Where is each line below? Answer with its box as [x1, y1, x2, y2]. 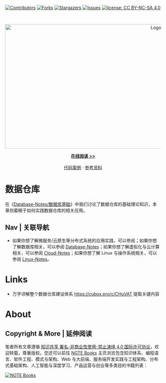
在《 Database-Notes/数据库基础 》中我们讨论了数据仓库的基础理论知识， [5, 201, 153, 207]
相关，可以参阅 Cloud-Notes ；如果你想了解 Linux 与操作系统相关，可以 [12, 250, 157, 256]
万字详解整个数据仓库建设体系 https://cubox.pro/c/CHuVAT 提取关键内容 [12, 291, 160, 297]
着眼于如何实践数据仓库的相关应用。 [13, 207, 87, 213]
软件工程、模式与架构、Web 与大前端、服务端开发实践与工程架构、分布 [13, 356, 159, 362]
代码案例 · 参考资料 [64, 164, 102, 170]
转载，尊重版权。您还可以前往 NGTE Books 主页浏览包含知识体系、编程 [9, 350, 155, 356]
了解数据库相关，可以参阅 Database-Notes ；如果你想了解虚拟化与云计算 [12, 243, 160, 249]
